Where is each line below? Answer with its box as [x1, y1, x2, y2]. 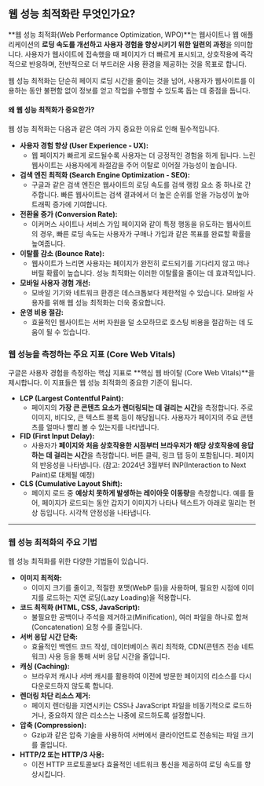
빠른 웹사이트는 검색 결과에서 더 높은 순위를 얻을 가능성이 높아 [60, 190, 250, 199]
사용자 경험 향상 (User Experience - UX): [19, 141, 149, 151]
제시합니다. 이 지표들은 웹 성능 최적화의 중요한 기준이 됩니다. [8, 378, 192, 387]
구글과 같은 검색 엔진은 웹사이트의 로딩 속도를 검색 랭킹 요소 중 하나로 [31, 180, 244, 190]
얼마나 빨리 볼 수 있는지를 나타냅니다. [46, 422, 159, 432]
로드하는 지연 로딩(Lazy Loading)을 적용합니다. [46, 592, 192, 602]
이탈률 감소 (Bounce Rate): [19, 249, 104, 258]
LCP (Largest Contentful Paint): [19, 393, 124, 403]
